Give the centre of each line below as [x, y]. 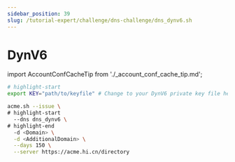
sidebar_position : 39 [39, 14]
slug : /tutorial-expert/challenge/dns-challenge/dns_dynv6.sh [100, 20]
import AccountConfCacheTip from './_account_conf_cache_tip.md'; [105, 74]
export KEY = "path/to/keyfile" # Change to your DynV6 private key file [114, 94]
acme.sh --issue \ [34, 107]
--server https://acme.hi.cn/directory [72, 152]
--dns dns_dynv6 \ [41, 119]
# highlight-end [31, 126]
